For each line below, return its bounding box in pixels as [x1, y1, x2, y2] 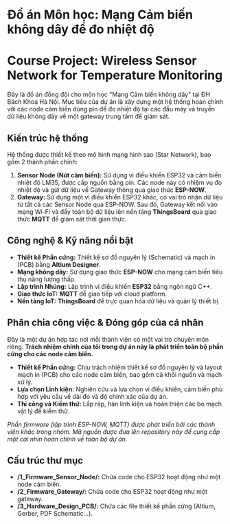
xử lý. [16, 378, 33, 386]
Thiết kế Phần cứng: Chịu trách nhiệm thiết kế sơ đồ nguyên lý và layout [16, 363, 222, 371]
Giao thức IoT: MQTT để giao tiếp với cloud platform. [16, 290, 168, 298]
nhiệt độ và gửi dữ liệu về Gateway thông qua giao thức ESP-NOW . [16, 186, 207, 194]
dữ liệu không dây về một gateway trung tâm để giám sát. [7, 112, 170, 120]
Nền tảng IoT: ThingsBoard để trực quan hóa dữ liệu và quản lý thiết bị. [16, 296, 220, 305]
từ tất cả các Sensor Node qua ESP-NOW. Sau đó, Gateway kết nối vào [16, 200, 218, 208]
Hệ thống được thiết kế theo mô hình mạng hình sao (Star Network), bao [7, 150, 211, 158]
